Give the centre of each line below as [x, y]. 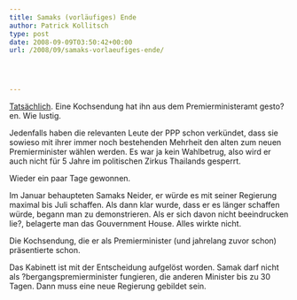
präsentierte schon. [45, 250]
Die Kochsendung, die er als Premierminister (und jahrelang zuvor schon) [143, 241]
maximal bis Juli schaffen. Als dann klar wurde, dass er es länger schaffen [145, 205]
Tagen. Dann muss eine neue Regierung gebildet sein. [108, 286]
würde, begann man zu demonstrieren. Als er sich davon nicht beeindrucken [149, 214]
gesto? [272, 106]
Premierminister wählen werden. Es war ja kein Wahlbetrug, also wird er [141, 152]
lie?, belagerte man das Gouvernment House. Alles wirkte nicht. [125, 224]
